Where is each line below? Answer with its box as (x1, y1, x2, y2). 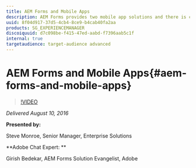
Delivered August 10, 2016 (6, 109, 69, 116)
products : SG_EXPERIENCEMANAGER (6, 25, 85, 31)
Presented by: (6, 121, 41, 128)
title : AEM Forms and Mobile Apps (6, 8, 90, 15)
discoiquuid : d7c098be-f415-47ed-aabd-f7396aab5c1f (6, 30, 134, 36)
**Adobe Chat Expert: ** (6, 143, 66, 150)
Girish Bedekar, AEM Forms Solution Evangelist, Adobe (6, 155, 138, 162)
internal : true (6, 36, 43, 42)
